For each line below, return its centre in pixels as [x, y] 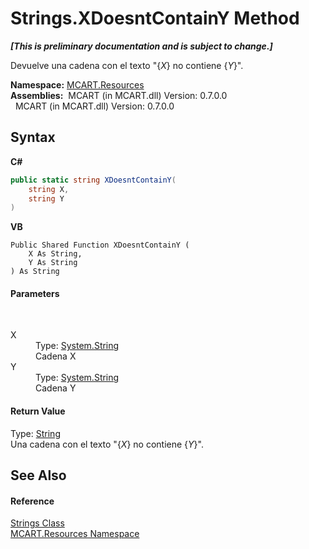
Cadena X [56, 356]
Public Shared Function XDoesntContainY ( [100, 245]
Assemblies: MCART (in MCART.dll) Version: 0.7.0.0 [119, 95]
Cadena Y [56, 388]
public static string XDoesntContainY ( [93, 180]
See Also [38, 475]
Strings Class [37, 523]
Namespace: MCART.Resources [77, 84]
